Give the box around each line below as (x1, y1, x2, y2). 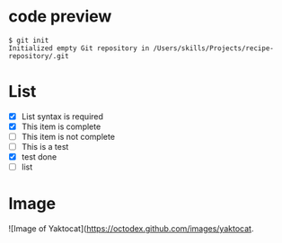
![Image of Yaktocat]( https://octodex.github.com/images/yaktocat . (8, 223, 254, 234)
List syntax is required (21, 110, 104, 122)
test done (21, 152, 57, 162)
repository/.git (8, 51, 69, 60)
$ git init (8, 36, 49, 45)
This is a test (21, 142, 69, 152)
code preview (8, 6, 112, 27)
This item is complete (21, 121, 101, 132)
